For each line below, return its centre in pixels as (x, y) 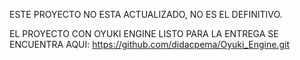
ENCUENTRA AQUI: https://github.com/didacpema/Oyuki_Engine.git (149, 44)
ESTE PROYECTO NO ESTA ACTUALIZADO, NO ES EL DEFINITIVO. (146, 14)
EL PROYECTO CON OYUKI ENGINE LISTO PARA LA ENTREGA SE (144, 33)
